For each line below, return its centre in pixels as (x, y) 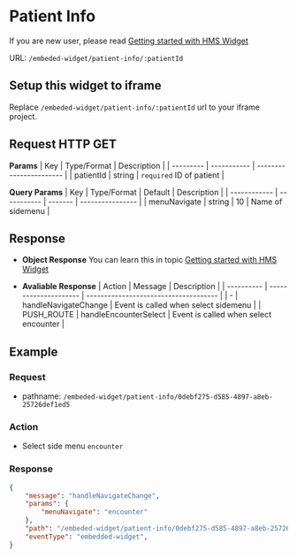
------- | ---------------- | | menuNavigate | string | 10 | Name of (165, 202)
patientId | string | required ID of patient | (149, 175)
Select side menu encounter (72, 446)
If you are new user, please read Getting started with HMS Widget (129, 41)
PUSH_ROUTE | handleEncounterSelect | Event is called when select (147, 315)
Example (34, 352)
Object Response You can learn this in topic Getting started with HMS (149, 260)
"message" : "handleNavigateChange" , (93, 496)
